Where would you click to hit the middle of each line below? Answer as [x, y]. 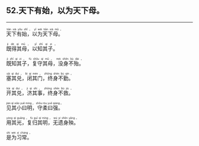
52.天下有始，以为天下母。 [55, 11]
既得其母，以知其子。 [32, 48]
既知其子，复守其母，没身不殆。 [45, 63]
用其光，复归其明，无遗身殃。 [42, 122]
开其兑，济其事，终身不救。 [40, 93]
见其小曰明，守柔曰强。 [35, 108]
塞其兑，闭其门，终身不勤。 [40, 78]
